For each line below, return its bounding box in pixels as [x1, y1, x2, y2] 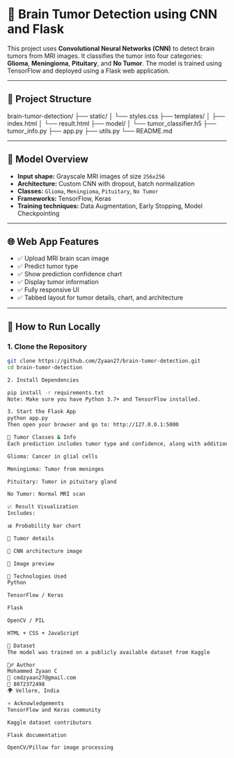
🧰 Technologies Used [7, 572, 68, 580]
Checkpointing [17, 209, 60, 217]
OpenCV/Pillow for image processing [7, 744, 114, 751]
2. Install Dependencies [7, 376, 79, 383]
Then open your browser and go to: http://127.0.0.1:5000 [7, 422, 179, 429]
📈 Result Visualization [7, 503, 79, 510]
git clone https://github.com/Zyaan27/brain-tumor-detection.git [7, 357, 201, 365]
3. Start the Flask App [7, 408, 77, 415]
